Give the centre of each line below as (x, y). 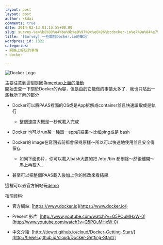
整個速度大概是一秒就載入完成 (49, 122)
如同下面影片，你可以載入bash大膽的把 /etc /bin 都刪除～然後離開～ (87, 159)
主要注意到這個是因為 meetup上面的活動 (45, 83)
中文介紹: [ (23, 232)
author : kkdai (19, 18)
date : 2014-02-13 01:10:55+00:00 (39, 28)
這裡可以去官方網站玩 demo (32, 186)
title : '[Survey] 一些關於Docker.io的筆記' (47, 37)
